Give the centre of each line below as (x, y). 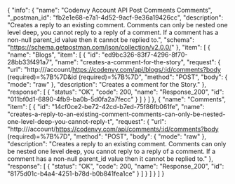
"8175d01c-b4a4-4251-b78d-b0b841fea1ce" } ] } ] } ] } (86, 174)
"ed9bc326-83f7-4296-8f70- (145, 55)
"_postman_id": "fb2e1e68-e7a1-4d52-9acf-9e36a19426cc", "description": (115, 17)
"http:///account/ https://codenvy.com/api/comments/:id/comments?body (113, 129)
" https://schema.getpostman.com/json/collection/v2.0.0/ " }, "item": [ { (109, 47)
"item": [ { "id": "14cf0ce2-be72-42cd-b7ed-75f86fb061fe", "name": (106, 107)
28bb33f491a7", (31, 62)
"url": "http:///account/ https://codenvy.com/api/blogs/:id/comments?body (114, 70)
